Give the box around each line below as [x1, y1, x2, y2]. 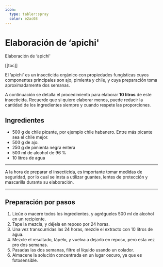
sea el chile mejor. [12, 134, 49, 140]
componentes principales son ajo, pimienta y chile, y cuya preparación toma [5, 77, 158, 83]
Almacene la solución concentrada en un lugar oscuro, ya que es [12, 252, 142, 258]
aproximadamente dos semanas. [5, 82, 70, 88]
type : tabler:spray [9, 12, 49, 17]
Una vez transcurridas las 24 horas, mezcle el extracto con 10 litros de [12, 226, 153, 232]
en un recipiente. [12, 216, 46, 222]
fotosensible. [12, 257, 38, 263]
